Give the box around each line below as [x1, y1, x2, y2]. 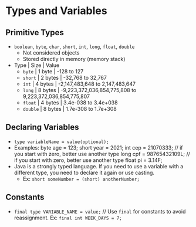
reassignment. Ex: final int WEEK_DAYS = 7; [13, 214, 123, 221]
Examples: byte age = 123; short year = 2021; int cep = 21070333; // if [13, 144, 183, 151]
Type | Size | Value [13, 62, 60, 69]
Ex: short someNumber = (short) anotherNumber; [22, 175, 140, 182]
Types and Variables [5, 4, 107, 18]
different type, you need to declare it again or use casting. [13, 169, 155, 176]
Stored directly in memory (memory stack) [22, 56, 126, 62]
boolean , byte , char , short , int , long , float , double [13, 43, 135, 50]
